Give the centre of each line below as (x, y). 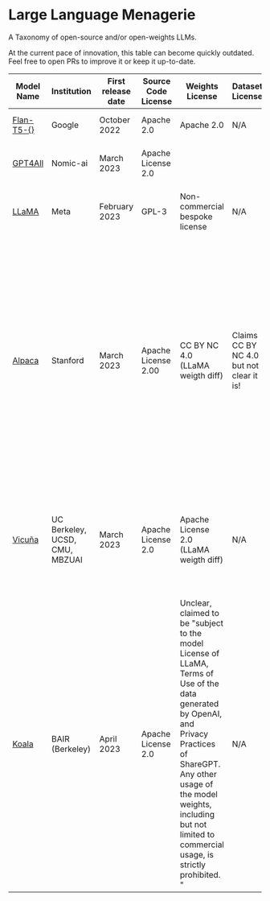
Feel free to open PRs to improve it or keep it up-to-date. (102, 61)
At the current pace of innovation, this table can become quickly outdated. (131, 52)
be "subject (201, 623)
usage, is (197, 854)
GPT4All (28, 163)
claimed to (199, 613)
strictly (193, 865)
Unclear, (196, 603)
